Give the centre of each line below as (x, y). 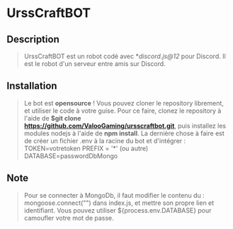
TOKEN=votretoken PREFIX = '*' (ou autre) (86, 148)
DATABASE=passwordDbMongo (71, 156)
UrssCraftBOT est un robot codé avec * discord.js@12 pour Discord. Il (125, 56)
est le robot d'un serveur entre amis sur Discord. (95, 64)
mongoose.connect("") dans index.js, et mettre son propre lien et (119, 203)
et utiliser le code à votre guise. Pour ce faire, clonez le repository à (123, 111)
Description (33, 39)
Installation (32, 86)
